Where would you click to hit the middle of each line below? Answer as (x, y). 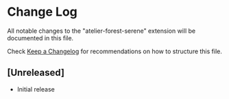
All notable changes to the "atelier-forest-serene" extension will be (101, 31)
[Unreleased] (36, 73)
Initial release (36, 89)
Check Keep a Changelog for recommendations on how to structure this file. (115, 51)
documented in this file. (40, 38)
